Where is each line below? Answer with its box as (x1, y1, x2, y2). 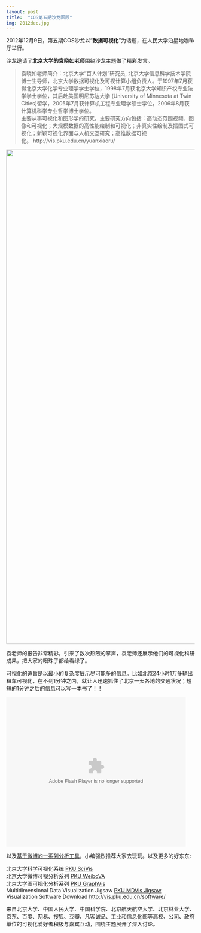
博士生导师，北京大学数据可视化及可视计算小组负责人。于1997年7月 (20, 77, 188, 84)
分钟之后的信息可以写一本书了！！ (19, 685, 103, 692)
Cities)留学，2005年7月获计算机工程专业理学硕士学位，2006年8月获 (20, 100, 190, 107)
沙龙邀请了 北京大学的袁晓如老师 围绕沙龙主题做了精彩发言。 (6, 57, 153, 65)
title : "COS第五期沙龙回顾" (6, 14, 73, 20)
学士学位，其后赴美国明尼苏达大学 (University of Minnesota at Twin (26, 92, 192, 99)
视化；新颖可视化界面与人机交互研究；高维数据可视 (20, 130, 147, 137)
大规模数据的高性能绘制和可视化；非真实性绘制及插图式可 (52, 122, 194, 129)
